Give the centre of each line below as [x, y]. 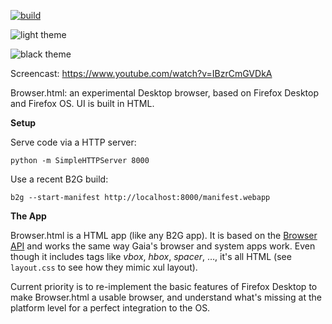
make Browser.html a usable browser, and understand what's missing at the [166, 297]
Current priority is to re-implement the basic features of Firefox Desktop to [164, 286]
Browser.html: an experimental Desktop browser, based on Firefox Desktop [164, 93]
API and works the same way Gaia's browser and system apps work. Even [163, 246]
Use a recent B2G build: [59, 179]
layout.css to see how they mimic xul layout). [104, 267]
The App [28, 216]
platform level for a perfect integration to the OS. [110, 308]
